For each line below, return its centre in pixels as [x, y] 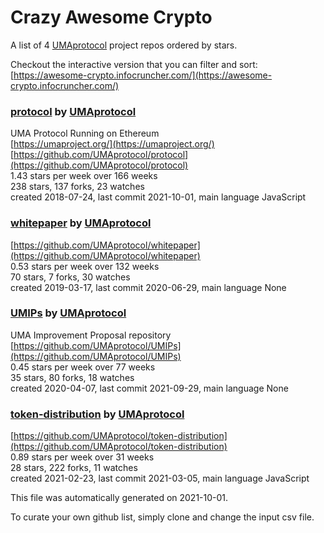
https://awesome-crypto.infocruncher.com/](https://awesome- [143, 75]
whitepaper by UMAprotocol [81, 223]
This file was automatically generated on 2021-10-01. [119, 498]
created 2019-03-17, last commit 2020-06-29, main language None [148, 287]
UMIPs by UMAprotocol [68, 313]
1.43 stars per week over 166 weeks [84, 176]
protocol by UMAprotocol [73, 111]
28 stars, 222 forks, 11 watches [74, 468]
